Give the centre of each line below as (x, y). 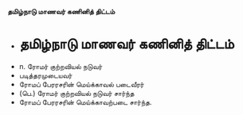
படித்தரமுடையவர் (45, 75)
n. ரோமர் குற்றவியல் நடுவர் (61, 66)
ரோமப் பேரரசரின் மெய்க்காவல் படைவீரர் (81, 84)
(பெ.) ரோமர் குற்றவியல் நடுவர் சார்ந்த (76, 93)
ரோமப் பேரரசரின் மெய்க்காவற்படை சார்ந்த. (85, 102)
